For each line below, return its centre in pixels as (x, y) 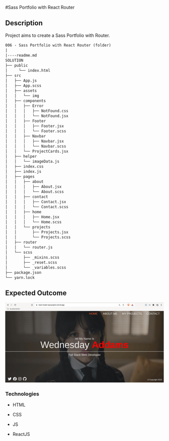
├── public (17, 65)
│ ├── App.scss (23, 85)
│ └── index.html (28, 70)
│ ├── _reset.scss (31, 262)
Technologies (22, 394)
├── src (13, 75)
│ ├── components (26, 101)
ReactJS (21, 434)
